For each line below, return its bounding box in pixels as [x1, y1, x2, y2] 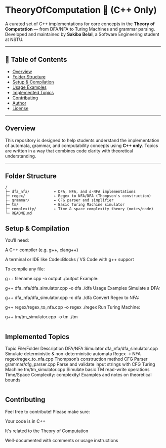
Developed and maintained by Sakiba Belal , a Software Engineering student [5, 31, 160, 37]
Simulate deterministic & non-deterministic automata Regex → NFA [5, 351, 141, 357]
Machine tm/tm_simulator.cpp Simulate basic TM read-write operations [5, 367, 150, 372]
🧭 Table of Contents [5, 55, 67, 64]
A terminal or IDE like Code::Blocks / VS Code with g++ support [5, 257, 134, 262]
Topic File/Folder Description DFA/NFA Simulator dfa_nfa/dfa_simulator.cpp [5, 345, 158, 351]
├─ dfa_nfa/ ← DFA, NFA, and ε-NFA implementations [5, 189, 136, 194]
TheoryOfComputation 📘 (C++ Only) [5, 4, 157, 16]
